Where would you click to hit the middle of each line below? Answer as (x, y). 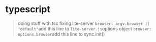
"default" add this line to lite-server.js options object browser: (85, 28)
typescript (28, 9)
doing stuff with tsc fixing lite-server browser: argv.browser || (84, 23)
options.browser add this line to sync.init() (61, 34)
